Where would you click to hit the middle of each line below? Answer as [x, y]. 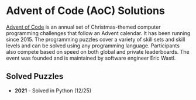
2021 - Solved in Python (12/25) [53, 90]
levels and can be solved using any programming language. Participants [93, 46]
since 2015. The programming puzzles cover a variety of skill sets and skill [96, 39]
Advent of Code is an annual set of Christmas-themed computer [83, 27]
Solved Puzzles [35, 76]
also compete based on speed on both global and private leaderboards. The [98, 51]
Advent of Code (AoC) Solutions [85, 11]
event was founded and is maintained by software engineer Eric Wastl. [91, 58]
